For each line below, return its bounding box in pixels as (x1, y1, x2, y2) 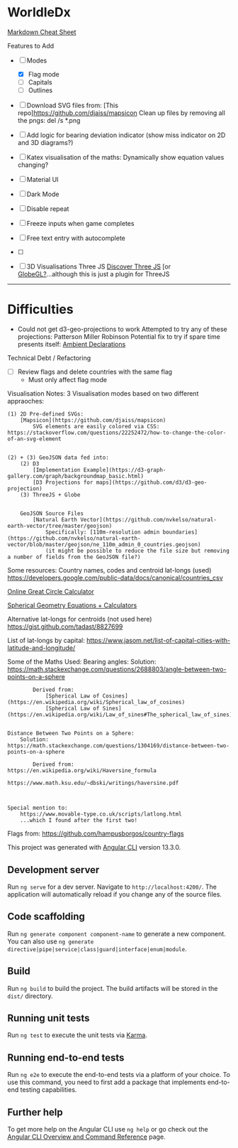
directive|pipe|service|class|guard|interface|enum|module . (7, 944, 187, 953)
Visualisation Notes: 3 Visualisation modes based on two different (7, 389, 199, 398)
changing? (17, 161, 49, 169)
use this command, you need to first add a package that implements (7, 1078, 206, 1087)
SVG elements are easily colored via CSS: (33, 423, 160, 430)
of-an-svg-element (7, 435, 62, 443)
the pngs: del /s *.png (17, 117, 81, 125)
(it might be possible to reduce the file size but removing (45, 548, 230, 555)
